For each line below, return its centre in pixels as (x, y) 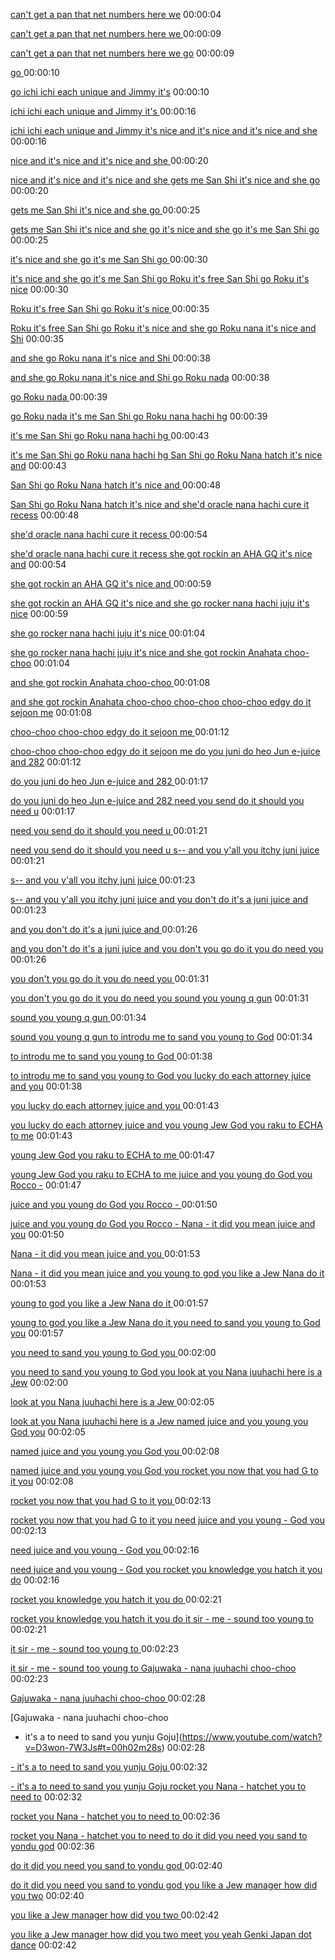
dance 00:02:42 (43, 1945)
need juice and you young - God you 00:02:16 (105, 1550)
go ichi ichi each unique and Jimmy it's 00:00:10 (110, 92)
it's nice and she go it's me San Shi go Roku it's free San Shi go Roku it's (160, 278)
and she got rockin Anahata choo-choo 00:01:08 (110, 682)
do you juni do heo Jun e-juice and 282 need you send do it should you (157, 800)
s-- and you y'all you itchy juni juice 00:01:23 (103, 880)
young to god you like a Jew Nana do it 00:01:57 (109, 1303)
